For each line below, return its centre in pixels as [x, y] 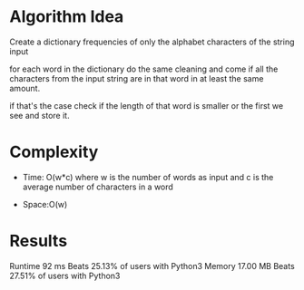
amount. [25, 88]
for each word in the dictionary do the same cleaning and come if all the [144, 69]
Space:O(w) [45, 204]
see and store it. [39, 115]
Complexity [54, 152]
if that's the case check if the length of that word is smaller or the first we [147, 105]
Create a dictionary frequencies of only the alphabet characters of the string [152, 42]
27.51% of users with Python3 [65, 275]
